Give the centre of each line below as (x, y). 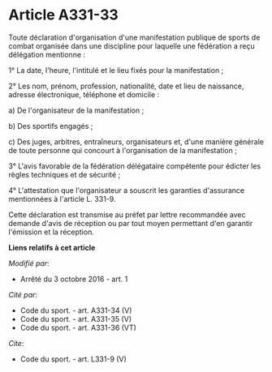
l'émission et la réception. (52, 232)
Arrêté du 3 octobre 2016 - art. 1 (74, 279)
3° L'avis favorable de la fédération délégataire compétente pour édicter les (135, 166)
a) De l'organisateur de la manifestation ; (76, 110)
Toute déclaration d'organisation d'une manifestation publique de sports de (134, 37)
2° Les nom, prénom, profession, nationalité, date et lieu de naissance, (126, 86)
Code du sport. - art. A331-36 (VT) (78, 327)
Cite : (16, 343)
